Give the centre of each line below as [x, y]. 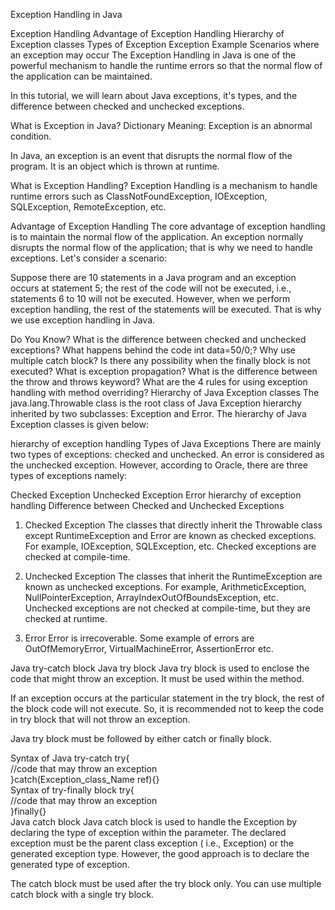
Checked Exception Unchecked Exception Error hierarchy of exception [156, 495]
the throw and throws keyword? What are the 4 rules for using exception [159, 382]
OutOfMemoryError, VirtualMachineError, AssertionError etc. [149, 648]
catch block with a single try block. [82, 894]
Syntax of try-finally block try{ [72, 790]
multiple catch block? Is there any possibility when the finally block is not [160, 360]
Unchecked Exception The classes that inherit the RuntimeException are [173, 576]
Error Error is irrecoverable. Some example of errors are [139, 638]
